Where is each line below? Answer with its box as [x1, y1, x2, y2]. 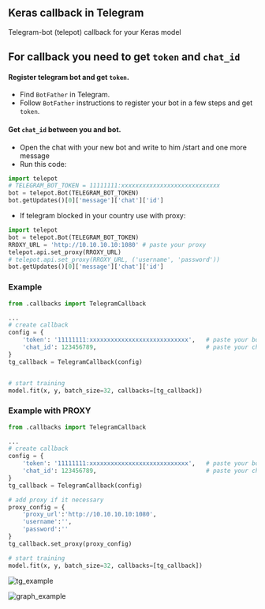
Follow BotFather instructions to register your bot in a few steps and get [19, 98, 253, 108]
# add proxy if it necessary [8, 496, 104, 504]
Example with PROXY [8, 405, 91, 416]
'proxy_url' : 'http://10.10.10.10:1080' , [22, 510, 157, 519]
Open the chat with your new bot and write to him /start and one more [19, 142, 247, 152]
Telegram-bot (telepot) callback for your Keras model [8, 27, 181, 36]
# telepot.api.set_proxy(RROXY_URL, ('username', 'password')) [8, 255, 221, 263]
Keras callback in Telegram [8, 6, 144, 20]
